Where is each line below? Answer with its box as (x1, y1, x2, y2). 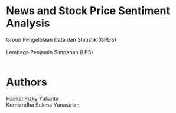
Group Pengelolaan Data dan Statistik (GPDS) (6, 36, 117, 43)
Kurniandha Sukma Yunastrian (6, 101, 80, 108)
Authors (6, 75, 47, 89)
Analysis (6, 16, 50, 30)
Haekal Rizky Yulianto (6, 95, 59, 102)
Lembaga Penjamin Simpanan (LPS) (6, 48, 93, 55)
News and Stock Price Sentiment (6, 4, 170, 18)
